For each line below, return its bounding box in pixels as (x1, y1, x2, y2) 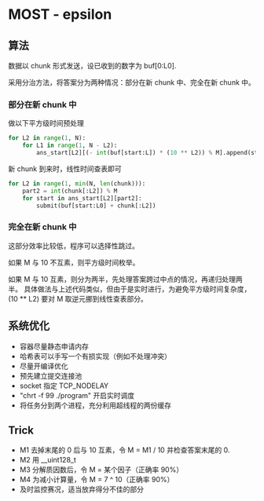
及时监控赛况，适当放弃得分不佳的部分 (19, 485, 144, 494)
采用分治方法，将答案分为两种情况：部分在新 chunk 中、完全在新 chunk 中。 (8, 78, 255, 87)
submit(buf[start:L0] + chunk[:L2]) (36, 202, 156, 210)
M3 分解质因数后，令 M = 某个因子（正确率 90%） (19, 465, 183, 474)
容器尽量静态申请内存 (19, 342, 89, 351)
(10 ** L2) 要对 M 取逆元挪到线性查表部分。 (8, 294, 148, 303)
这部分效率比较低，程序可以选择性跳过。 (8, 241, 139, 251)
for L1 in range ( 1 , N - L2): (22, 141, 118, 150)
